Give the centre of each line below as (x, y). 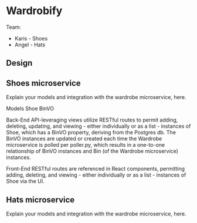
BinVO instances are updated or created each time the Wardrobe (84, 138)
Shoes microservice (43, 83)
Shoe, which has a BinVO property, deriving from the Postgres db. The (91, 133)
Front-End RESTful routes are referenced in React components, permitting (96, 169)
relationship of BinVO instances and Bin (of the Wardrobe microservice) (92, 151)
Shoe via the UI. (25, 181)
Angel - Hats (30, 45)
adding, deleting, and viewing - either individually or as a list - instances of (96, 175)
